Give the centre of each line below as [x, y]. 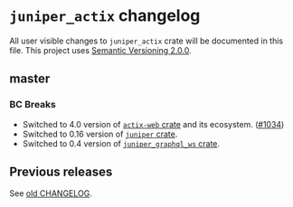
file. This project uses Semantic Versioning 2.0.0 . [100, 50]
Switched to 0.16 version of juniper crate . [100, 134]
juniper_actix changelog [105, 16]
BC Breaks [33, 105]
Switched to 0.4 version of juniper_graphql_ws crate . [121, 143]
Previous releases [61, 172]
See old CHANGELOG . [51, 193]
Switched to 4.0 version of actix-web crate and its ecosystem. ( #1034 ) [153, 124]
